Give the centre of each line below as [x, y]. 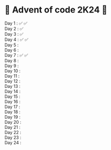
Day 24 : [13, 142]
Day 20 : [13, 122]
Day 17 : [12, 107]
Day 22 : [13, 132]
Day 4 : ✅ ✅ [16, 39]
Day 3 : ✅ [14, 34]
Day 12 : [12, 81]
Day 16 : [12, 101]
